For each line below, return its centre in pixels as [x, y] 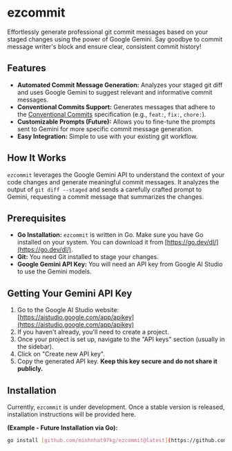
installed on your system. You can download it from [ [92, 242]
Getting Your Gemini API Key [70, 293]
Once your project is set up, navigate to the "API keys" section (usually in [121, 339]
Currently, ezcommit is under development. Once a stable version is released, [116, 407]
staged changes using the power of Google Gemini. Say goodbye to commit [115, 39]
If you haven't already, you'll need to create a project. [93, 332]
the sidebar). [35, 347]
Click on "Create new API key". [61, 354]
